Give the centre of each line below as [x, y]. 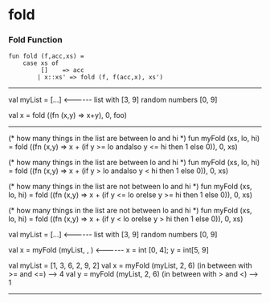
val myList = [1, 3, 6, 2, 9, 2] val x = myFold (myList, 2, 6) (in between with [131, 265]
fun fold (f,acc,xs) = [46, 57]
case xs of [41, 63]
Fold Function [35, 40]
